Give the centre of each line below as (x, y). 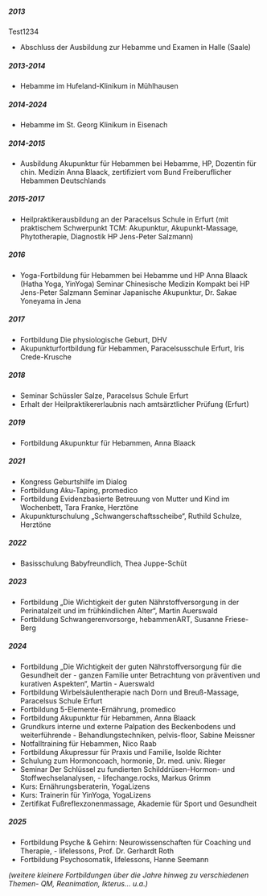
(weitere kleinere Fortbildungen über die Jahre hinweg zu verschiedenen (129, 875)
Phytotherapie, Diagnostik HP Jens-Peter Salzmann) (107, 236)
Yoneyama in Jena (51, 301)
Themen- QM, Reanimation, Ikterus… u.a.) (78, 883)
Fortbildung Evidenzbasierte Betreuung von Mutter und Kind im (125, 499)
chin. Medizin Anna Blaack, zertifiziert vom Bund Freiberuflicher (125, 172)
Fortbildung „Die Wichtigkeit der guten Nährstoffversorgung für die (131, 666)
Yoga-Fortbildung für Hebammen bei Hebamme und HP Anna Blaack (133, 275)
